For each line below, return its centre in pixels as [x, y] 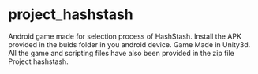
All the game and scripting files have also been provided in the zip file [122, 53]
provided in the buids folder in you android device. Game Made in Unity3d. [129, 44]
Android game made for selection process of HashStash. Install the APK [125, 36]
